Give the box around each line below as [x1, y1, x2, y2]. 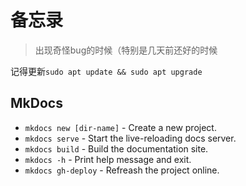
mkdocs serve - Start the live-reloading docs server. [24, 132, 237, 144]
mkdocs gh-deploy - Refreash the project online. [24, 164, 220, 176]
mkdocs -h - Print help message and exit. [24, 153, 192, 165]
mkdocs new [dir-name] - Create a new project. [24, 121, 217, 133]
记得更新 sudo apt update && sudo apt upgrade [10, 65, 203, 77]
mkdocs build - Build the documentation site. [24, 142, 209, 155]
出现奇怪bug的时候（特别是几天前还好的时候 [34, 44, 218, 56]
